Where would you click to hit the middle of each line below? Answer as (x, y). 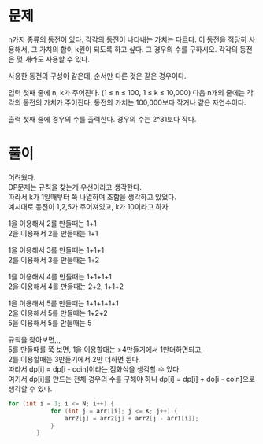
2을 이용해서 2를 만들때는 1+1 (53, 233)
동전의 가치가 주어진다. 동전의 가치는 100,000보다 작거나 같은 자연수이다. (134, 102)
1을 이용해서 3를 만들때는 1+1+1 (56, 250)
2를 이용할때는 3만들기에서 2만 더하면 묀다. (74, 359)
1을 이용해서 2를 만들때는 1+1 (52, 223)
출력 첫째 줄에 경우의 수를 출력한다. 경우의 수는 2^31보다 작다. (102, 119)
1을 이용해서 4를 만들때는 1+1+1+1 (60, 276)
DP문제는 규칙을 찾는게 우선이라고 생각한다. (75, 187)
